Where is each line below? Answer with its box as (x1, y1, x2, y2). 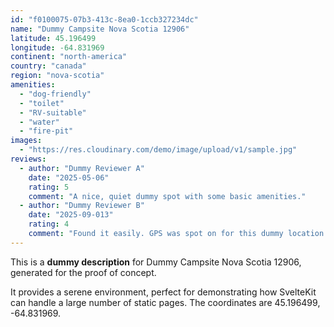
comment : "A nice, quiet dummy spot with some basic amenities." (28, 191, 307, 201)
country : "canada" (10, 61, 87, 71)
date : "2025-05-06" (28, 172, 110, 183)
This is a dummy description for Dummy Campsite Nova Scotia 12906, (10, 256, 302, 268)
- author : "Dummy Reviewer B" (19, 201, 145, 211)
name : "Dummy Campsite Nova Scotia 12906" (10, 24, 190, 34)
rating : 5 (28, 182, 70, 192)
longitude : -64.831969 (10, 42, 105, 53)
